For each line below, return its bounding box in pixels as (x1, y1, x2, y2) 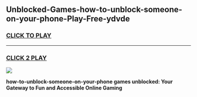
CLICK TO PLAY (6, 32, 52, 40)
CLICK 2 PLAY (6, 53, 47, 62)
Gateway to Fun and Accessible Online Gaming (6, 84, 123, 91)
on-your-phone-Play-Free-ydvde (6, 14, 130, 24)
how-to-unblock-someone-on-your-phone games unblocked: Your (6, 78, 173, 85)
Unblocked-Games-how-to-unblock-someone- (6, 5, 183, 15)
